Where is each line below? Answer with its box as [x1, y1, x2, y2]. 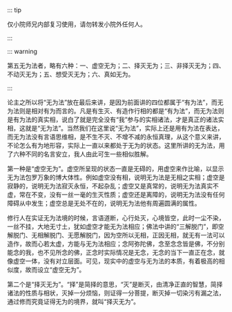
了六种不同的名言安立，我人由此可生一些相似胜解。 [7, 150, 153, 158]
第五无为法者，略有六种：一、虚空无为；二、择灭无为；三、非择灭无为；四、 [7, 61, 225, 70]
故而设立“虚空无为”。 [25, 266, 86, 273]
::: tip [7, 6, 22, 14]
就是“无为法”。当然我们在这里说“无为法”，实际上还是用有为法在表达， [25, 124, 224, 132]
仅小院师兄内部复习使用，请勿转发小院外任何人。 [7, 20, 146, 28]
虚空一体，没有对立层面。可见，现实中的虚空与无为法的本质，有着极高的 [12, 257, 219, 265]
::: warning [7, 48, 38, 55]
